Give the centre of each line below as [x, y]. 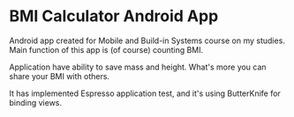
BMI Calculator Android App [114, 16]
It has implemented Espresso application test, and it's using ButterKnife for [145, 93]
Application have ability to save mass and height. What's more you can [138, 67]
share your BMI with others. [60, 76]
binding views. [36, 102]
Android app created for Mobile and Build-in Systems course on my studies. [147, 40]
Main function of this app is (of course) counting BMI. [106, 49]
